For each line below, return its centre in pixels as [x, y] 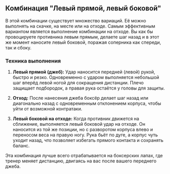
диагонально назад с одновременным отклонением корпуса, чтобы [87, 103]
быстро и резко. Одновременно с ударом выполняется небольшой [86, 77]
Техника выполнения [33, 61]
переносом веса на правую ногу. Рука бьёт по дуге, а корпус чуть [85, 135]
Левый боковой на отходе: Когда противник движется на [76, 119]
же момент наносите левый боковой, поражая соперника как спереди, [83, 42]
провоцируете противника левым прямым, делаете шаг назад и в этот [82, 37]
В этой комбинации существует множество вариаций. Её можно [76, 20]
